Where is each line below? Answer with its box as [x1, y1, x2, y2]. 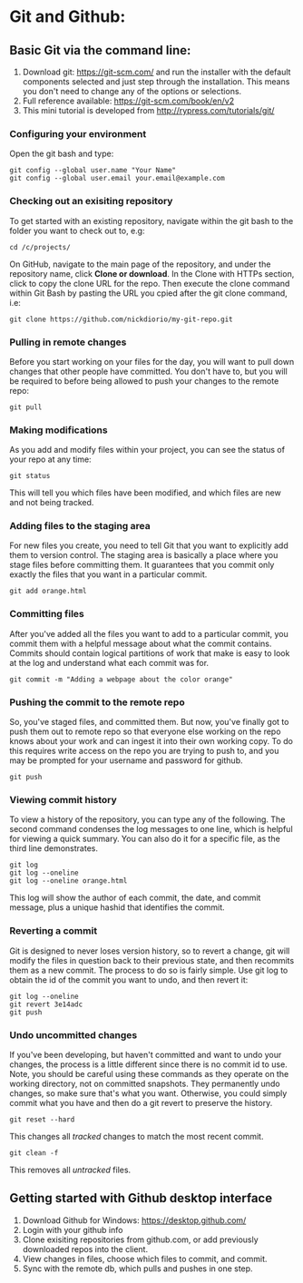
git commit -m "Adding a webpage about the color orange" [9, 674, 233, 684]
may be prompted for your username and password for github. [9, 755, 243, 766]
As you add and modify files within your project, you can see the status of [9, 445, 286, 455]
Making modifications [9, 424, 108, 436]
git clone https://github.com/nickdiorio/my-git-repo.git [9, 315, 233, 324]
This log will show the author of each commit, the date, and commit [9, 892, 261, 904]
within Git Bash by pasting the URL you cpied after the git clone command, [9, 288, 288, 299]
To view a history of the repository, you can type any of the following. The [9, 814, 286, 825]
